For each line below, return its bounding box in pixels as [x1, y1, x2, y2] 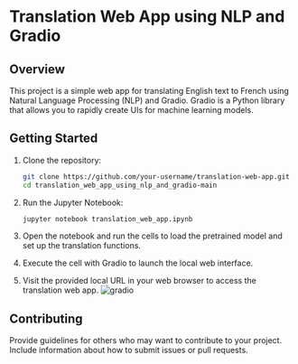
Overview [9, 61, 66, 77]
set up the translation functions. [22, 240, 142, 251]
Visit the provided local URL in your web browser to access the [22, 275, 257, 286]
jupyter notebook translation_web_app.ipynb [22, 214, 193, 223]
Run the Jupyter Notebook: [22, 197, 124, 208]
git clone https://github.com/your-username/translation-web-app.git [22, 172, 291, 182]
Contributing [9, 311, 83, 326]
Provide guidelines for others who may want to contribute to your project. [9, 335, 283, 346]
